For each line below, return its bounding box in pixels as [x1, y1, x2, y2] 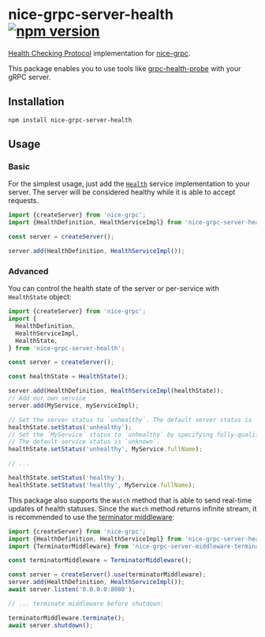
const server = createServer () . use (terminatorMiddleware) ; [8, 571, 207, 579]
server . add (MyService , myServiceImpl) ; [8, 401, 140, 409]
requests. [8, 196, 39, 205]
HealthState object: [8, 292, 72, 302]
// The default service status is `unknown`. [8, 438, 160, 446]
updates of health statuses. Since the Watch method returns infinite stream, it [8, 503, 257, 513]
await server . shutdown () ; [8, 621, 93, 629]
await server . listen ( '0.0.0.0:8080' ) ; [8, 586, 136, 594]
